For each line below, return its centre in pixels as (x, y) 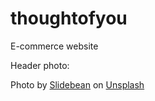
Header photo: (40, 65)
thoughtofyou (69, 18)
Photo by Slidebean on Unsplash (77, 84)
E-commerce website (54, 46)
